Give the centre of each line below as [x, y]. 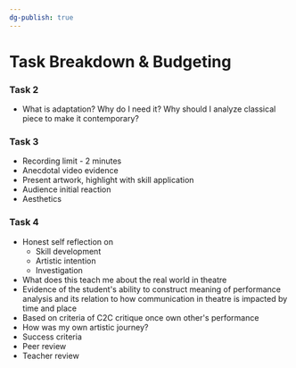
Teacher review [51, 355]
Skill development [68, 251]
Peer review [44, 346]
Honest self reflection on [68, 241]
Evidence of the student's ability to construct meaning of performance [151, 289]
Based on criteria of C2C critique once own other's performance [140, 317]
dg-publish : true [41, 17]
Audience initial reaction [66, 189]
